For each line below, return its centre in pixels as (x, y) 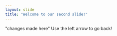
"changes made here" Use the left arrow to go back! (59, 28)
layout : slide (20, 10)
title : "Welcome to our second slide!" (47, 14)
